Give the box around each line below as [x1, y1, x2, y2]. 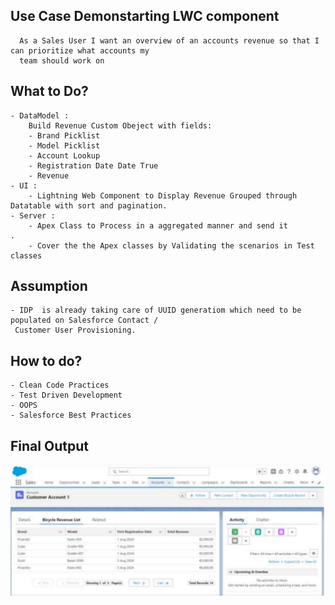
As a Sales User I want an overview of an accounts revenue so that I [19, 35, 320, 46]
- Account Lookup [28, 150, 101, 161]
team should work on [19, 55, 105, 66]
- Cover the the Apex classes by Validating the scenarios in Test [28, 240, 315, 251]
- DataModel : [10, 110, 70, 121]
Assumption [10, 278, 88, 295]
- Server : [10, 210, 56, 221]
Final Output [10, 437, 89, 454]
